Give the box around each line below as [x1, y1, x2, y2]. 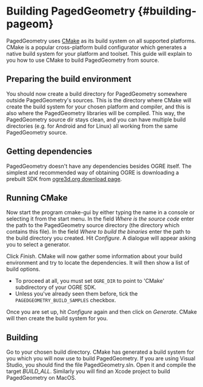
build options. [6, 265, 41, 273]
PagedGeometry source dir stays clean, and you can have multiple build [6, 116, 186, 123]
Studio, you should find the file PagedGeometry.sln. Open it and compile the [6, 362, 196, 369]
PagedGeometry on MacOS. [6, 374, 77, 382]
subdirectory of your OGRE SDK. [15, 283, 97, 291]
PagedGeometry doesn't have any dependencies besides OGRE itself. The [6, 162, 192, 170]
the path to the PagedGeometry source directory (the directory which [6, 222, 180, 229]
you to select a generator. [6, 241, 70, 248]
